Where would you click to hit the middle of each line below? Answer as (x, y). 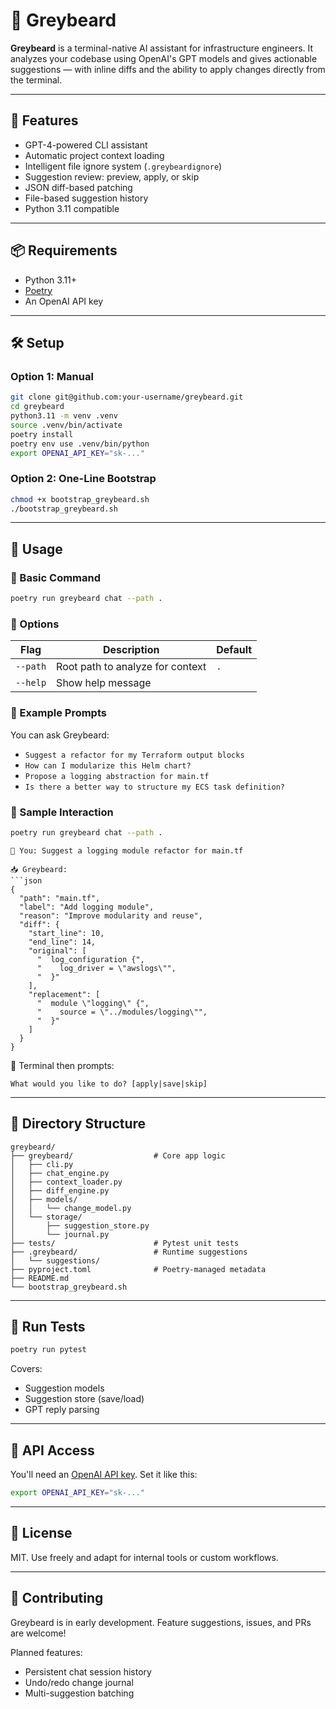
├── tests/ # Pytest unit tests (125, 1243)
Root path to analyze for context (131, 667)
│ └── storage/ (46, 1217)
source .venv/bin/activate (66, 425)
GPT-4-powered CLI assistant (86, 145)
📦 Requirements (64, 250)
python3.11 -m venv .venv (64, 416)
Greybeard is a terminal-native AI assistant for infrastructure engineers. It (162, 48)
